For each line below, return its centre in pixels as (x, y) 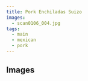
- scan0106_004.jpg (36, 23)
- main (20, 34)
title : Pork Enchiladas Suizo (44, 12)
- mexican (24, 40)
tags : (13, 29)
